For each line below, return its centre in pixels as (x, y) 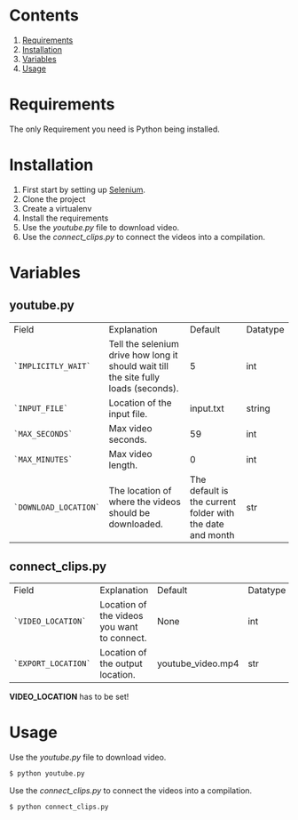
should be (129, 512)
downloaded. (136, 524)
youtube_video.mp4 (198, 663)
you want (119, 627)
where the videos (145, 502)
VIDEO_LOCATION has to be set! (69, 697)
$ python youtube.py (47, 774)
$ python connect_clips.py (59, 807)
